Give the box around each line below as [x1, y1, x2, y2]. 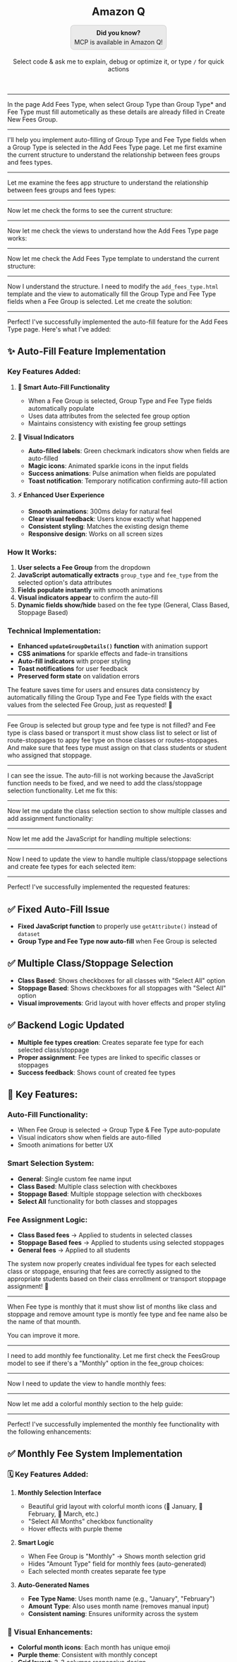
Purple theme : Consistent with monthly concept [17, 1650, 158, 1658]
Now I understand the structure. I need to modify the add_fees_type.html [7, 282, 219, 291]
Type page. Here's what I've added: [7, 325, 111, 333]
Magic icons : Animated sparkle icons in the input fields [28, 461, 189, 470]
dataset [17, 931, 40, 938]
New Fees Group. [7, 115, 58, 124]
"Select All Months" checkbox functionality [28, 1517, 153, 1526]
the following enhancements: [7, 1427, 92, 1436]
